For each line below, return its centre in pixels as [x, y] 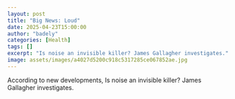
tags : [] [20, 47]
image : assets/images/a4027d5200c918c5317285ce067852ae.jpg [98, 60]
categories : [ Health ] [39, 40]
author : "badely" [33, 34]
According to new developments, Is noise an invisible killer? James [104, 80]
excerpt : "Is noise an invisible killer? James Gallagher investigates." [118, 54]
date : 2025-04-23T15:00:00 [47, 27]
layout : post [26, 14]
